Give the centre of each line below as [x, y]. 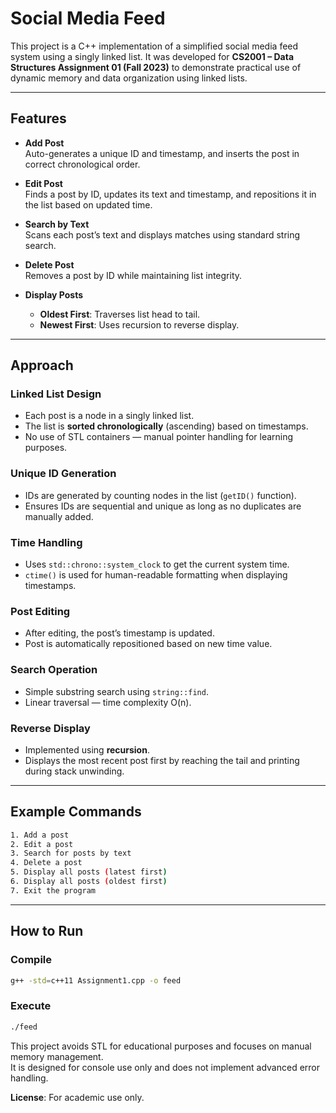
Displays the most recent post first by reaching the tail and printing [162, 760]
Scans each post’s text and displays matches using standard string [162, 234]
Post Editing [40, 611]
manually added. [59, 516]
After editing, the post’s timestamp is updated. [119, 633]
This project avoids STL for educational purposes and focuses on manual [161, 1046]
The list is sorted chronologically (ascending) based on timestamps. [166, 426]
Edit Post [43, 183]
